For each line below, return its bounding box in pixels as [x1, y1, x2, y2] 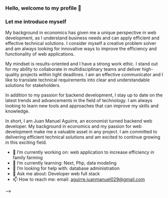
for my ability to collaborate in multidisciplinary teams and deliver [5, 66, 141, 72]
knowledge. [5, 108, 30, 114]
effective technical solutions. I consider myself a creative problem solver [5, 40, 157, 46]
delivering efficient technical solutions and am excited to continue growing [5, 134, 160, 140]
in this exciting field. [5, 139, 47, 145]
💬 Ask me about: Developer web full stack [12, 171, 100, 177]
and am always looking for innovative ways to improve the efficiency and [5, 45, 157, 52]
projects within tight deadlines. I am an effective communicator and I [20, 72, 163, 78]
